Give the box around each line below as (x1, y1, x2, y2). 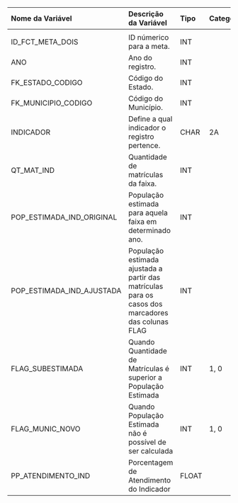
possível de (128, 437, 166, 447)
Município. (128, 103, 164, 112)
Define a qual (128, 114, 173, 123)
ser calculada (128, 446, 174, 456)
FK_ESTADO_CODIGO (11, 78, 83, 87)
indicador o (128, 123, 166, 132)
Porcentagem (128, 458, 174, 467)
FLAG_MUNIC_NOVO (11, 424, 81, 434)
